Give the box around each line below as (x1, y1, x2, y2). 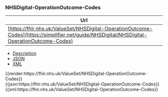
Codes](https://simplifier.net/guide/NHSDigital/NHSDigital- (7, 31, 147, 38)
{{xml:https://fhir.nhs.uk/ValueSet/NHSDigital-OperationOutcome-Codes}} (5, 87, 158, 93)
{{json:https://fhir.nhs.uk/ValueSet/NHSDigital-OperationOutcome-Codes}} (5, 81, 160, 87)
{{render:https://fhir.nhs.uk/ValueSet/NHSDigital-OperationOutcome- (5, 71, 147, 77)
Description (12, 50, 36, 56)
